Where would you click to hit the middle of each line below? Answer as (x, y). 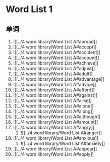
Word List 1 (29, 9)
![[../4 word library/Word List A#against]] (55, 95)
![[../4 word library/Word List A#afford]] (54, 90)
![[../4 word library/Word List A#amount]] (55, 122)
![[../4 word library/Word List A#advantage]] (59, 79)
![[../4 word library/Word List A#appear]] (55, 149)
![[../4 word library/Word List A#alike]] (52, 100)
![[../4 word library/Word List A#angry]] (54, 127)
